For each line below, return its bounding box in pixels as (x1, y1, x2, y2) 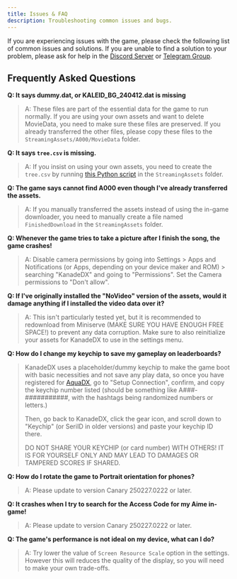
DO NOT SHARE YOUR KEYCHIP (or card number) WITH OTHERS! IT (24, 443, 224, 452)
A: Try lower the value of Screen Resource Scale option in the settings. (24, 548, 230, 558)
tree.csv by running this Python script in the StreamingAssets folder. (24, 170, 224, 178)
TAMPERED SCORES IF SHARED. (24, 459, 120, 467)
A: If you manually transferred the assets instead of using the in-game (24, 205, 229, 214)
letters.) (24, 401, 48, 409)
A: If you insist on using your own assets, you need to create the (24, 163, 212, 171)
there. (24, 430, 42, 438)
